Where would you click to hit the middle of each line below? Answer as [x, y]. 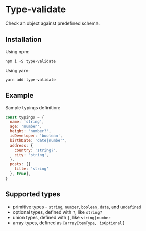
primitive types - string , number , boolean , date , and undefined [77, 207]
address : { [21, 145]
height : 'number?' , [31, 131]
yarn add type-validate [31, 80]
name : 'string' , [27, 122]
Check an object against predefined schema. [53, 23]
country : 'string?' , [36, 150]
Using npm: [17, 51]
